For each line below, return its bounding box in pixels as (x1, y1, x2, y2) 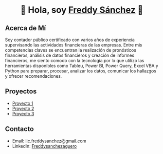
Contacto (5, 125, 34, 133)
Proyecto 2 (12, 105, 34, 111)
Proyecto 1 (12, 100, 34, 106)
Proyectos (5, 88, 37, 96)
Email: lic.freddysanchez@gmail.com (12, 138, 87, 144)
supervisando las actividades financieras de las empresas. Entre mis (5, 42, 143, 48)
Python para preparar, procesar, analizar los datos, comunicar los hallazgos (5, 68, 157, 74)
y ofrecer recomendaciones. (5, 73, 62, 79)
